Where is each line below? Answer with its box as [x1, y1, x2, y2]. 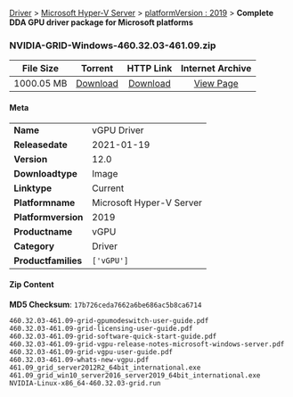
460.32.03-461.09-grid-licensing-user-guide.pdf [9, 324, 193, 333]
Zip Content [9, 279, 55, 290]
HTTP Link [126, 62, 173, 75]
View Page [193, 78, 239, 90]
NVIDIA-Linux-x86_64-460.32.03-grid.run [9, 378, 162, 387]
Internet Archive [181, 62, 252, 75]
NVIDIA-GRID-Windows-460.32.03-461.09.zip [9, 39, 216, 52]
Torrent [80, 62, 114, 75]
